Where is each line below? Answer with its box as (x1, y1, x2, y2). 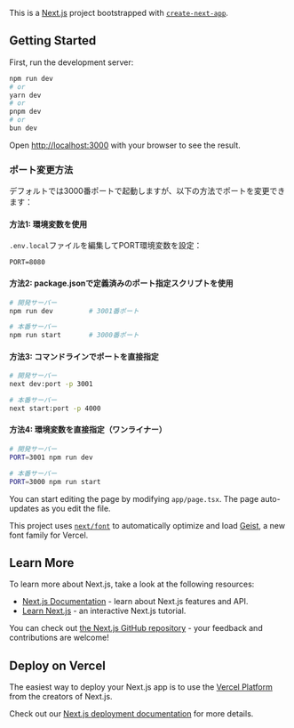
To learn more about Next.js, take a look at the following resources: (9, 578, 255, 590)
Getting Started (9, 33, 97, 48)
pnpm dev (9, 107, 42, 117)
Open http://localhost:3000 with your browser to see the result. (9, 140, 242, 150)
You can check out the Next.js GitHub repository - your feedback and (9, 623, 264, 634)
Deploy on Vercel (9, 658, 107, 673)
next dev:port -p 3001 (9, 380, 93, 389)
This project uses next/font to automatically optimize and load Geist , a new (9, 520, 286, 530)
